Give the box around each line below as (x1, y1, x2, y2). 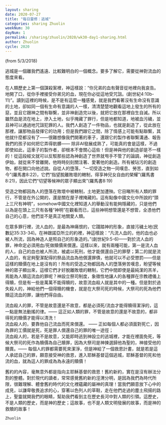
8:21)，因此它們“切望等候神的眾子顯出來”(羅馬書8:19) (5, 178, 113, 183)
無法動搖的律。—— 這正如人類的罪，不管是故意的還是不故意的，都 (18, 308, 154, 314)
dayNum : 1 (5, 30, 26, 35)
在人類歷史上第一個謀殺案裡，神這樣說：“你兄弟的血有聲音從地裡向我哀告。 (5, 85, 159, 91)
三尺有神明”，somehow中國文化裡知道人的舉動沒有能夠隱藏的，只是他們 (9, 200, 157, 206)
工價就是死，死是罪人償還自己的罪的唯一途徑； (18, 327, 114, 333)
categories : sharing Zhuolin (5, 21, 65, 26)
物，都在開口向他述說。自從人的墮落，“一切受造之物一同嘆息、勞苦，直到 (5, 165, 155, 171)
